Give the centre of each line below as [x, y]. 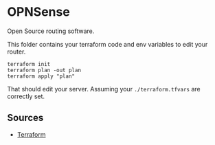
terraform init [29, 64]
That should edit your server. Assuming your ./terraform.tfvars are [104, 89]
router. [16, 52]
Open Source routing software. [51, 31]
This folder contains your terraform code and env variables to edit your [107, 44]
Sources [25, 118]
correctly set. [26, 96]
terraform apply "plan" [41, 76]
